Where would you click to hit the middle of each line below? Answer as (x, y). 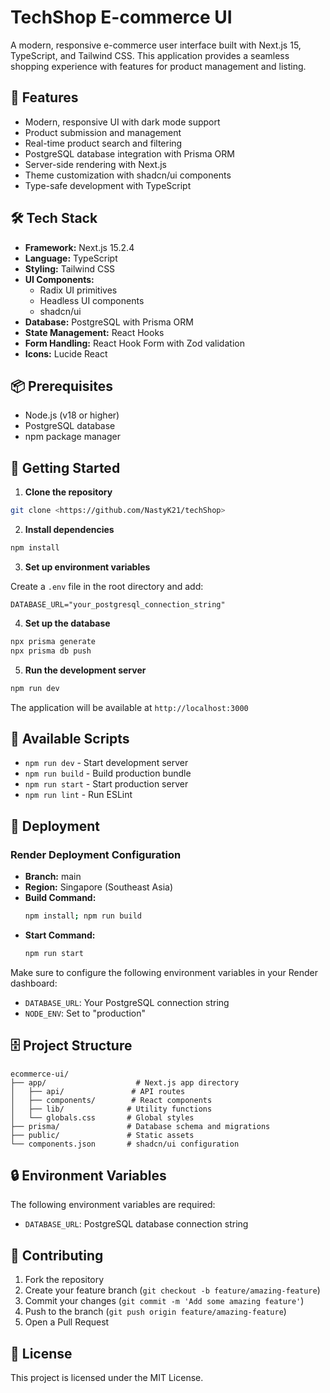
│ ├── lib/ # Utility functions (111, 1109)
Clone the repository (68, 492)
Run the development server (85, 670)
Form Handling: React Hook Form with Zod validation (134, 343)
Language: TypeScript (71, 258)
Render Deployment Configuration (96, 854)
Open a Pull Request (67, 1322)
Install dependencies (69, 530)
